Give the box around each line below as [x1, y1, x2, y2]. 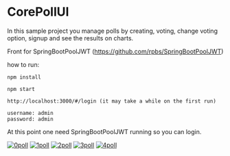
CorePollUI [7, 4, 69, 20]
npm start [7, 86, 36, 92]
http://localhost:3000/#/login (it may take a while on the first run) [7, 97, 216, 105]
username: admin [7, 109, 54, 116]
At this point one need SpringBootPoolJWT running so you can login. [7, 127, 202, 135]
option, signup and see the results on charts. [7, 34, 134, 42]
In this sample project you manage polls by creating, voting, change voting [7, 27, 218, 35]
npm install [7, 73, 41, 81]
